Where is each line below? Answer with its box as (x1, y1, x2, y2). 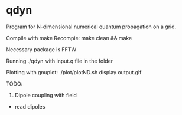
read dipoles (14, 103, 45, 110)
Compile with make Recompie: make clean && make (6, 34, 132, 41)
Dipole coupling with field (14, 91, 77, 98)
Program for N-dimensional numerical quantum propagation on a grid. (6, 23, 177, 30)
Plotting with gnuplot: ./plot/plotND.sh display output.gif (6, 68, 142, 75)
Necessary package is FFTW (6, 45, 77, 53)
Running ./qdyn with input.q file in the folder (6, 57, 113, 64)
